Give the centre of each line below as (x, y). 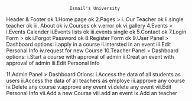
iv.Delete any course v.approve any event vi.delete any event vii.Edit (89, 87)
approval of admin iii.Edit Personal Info (53, 63)
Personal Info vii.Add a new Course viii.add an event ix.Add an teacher (92, 93)
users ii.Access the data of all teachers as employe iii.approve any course (96, 80)
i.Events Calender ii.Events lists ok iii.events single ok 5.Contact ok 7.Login (96, 32)
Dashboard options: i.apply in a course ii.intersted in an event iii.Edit (89, 44)
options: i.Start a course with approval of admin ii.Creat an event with (90, 57)
